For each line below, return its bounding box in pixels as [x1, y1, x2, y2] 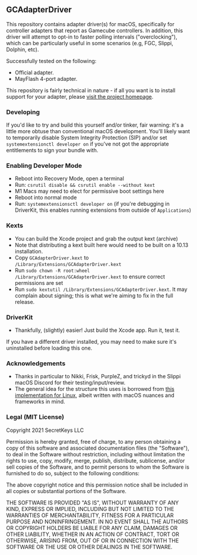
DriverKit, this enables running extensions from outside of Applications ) [14, 206, 192, 214]
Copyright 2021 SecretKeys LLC [6, 427, 84, 434]
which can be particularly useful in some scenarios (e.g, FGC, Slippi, [6, 39, 174, 46]
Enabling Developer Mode [6, 162, 82, 170]
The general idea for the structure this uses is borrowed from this [14, 385, 175, 393]
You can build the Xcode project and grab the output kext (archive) [14, 235, 178, 242]
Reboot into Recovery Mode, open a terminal [14, 175, 125, 182]
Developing [6, 108, 40, 116]
